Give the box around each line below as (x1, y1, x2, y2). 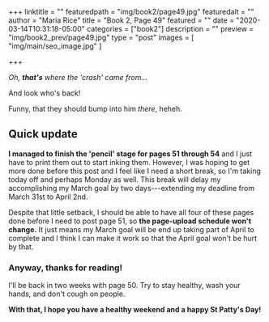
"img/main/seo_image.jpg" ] (8, 41, 102, 51)
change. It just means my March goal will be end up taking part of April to (8, 224, 255, 234)
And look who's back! (8, 88, 81, 98)
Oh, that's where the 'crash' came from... (8, 73, 148, 82)
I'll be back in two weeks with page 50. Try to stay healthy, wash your (8, 281, 241, 290)
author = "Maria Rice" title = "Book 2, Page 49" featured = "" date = (8, 15, 235, 25)
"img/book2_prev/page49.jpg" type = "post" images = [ (8, 32, 194, 42)
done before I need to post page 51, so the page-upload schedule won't (8, 216, 252, 226)
